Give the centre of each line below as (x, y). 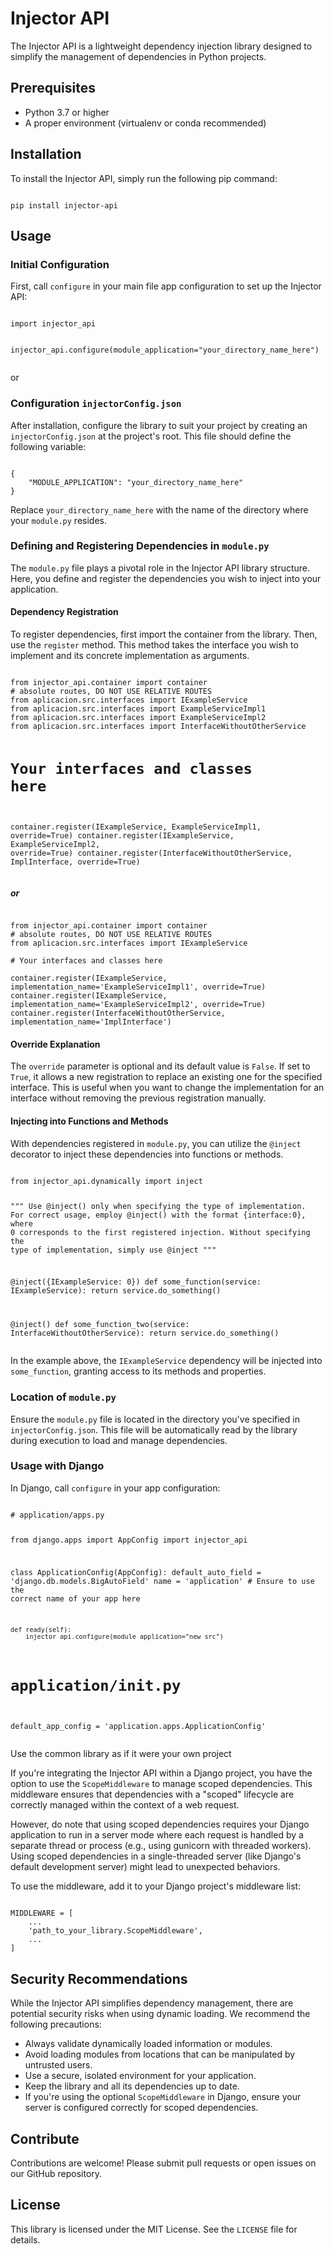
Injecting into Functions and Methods (89, 1121)
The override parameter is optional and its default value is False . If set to (160, 1066)
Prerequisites (53, 88)
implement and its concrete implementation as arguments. (130, 656)
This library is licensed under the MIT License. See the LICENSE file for (154, 2229)
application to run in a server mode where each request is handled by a (157, 1835)
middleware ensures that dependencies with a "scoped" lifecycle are (152, 1794)
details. (25, 2239)
